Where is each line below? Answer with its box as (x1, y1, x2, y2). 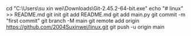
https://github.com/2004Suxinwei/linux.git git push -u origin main (6, 23, 165, 30)
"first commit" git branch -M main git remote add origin (6, 17, 140, 24)
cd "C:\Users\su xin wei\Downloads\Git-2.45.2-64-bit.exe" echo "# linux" (6, 5, 183, 12)
